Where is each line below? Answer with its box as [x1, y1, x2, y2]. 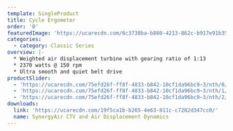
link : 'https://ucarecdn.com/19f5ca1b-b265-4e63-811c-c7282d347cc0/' [13, 107, 218, 114]
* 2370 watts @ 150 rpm [13, 62, 82, 69]
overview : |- [7, 49, 45, 56]
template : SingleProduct [7, 10, 79, 17]
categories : [7, 36, 42, 43]
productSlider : [7, 74, 51, 82]
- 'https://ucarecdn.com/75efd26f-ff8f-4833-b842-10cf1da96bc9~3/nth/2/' [13, 94, 231, 101]
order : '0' [7, 23, 39, 30]
